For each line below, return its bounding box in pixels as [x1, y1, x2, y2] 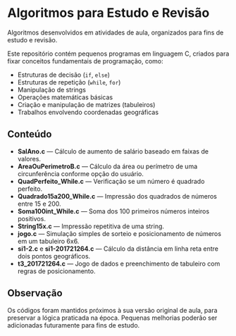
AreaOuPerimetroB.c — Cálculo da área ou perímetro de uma [17, 162, 198, 170]
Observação [7, 287, 63, 299]
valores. [17, 154, 41, 163]
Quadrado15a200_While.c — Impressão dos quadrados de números [17, 192, 217, 200]
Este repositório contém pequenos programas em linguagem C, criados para [7, 49, 230, 58]
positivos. [17, 214, 46, 223]
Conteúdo [7, 128, 52, 140]
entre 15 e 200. [17, 199, 61, 208]
